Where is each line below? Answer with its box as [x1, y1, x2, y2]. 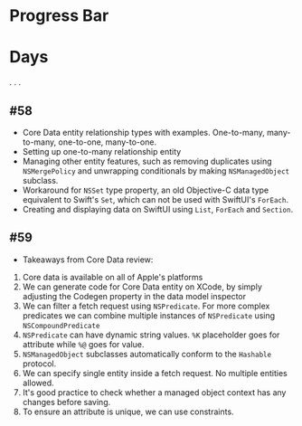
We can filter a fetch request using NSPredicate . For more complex [22, 300, 270, 311]
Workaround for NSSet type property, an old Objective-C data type [22, 185, 269, 195]
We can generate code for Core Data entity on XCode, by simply [22, 281, 262, 292]
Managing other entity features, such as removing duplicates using [22, 156, 273, 166]
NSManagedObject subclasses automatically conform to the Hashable [22, 348, 272, 359]
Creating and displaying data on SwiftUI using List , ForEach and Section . [22, 204, 294, 214]
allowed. [22, 377, 54, 388]
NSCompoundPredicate [22, 321, 100, 330]
